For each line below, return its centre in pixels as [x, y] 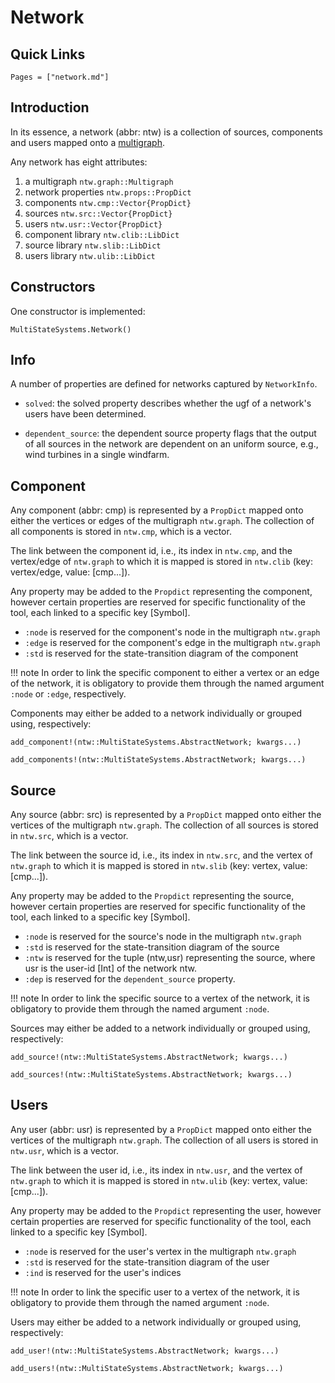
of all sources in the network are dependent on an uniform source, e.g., [171, 444]
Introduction [50, 107]
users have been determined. [85, 414]
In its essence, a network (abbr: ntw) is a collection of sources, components [166, 132]
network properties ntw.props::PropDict [108, 192]
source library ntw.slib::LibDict [93, 245]
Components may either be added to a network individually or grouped [156, 713]
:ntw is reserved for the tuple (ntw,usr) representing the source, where [170, 958]
